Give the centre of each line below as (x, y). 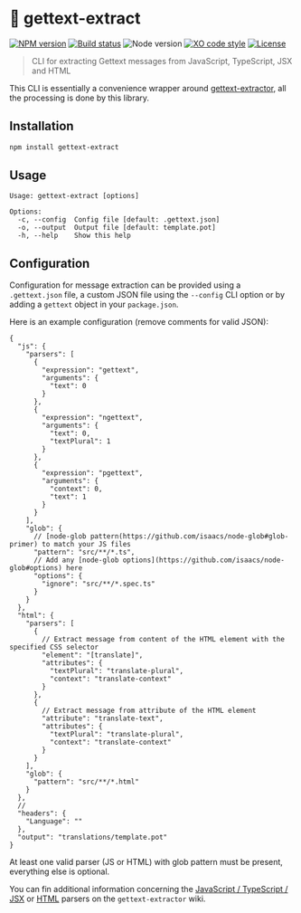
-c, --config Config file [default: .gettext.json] (119, 220)
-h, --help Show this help (74, 236)
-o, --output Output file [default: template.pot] (117, 228)
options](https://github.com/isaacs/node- (203, 560)
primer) (24, 545)
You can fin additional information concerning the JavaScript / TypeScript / (149, 889)
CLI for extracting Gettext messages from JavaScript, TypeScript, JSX (162, 61)
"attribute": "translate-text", (103, 718)
